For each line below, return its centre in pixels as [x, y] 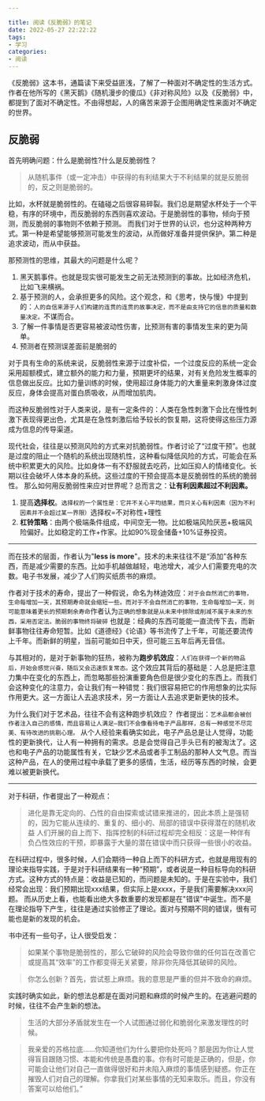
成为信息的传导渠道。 [43, 429]
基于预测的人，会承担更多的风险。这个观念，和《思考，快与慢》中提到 [134, 297]
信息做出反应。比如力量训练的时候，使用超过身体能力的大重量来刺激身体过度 [132, 382]
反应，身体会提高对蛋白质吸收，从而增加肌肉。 [84, 392]
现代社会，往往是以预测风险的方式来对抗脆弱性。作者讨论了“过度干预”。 [125, 446]
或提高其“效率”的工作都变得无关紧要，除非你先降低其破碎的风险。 [134, 962]
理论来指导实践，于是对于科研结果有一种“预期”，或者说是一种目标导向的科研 [132, 869]
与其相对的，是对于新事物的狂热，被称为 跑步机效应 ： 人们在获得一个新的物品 [127, 657]
